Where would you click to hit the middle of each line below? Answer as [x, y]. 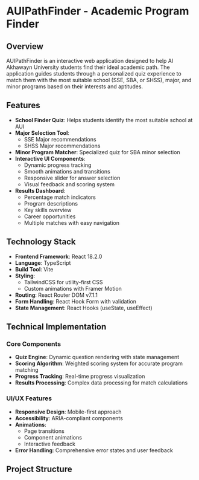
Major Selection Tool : [42, 133]
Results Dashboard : [40, 190]
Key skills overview [48, 210]
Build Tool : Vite [34, 269]
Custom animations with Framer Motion [73, 288]
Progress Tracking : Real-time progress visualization [80, 377]
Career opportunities [50, 216]
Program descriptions [51, 203]
